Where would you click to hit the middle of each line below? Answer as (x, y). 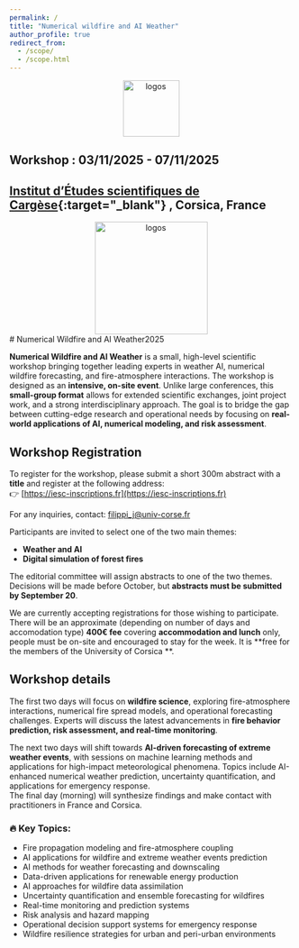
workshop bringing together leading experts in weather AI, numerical (137, 367)
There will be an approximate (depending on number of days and (130, 623)
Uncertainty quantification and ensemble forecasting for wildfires (143, 896)
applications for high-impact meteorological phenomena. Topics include (143, 766)
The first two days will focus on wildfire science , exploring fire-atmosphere (150, 701)
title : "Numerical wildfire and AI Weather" (94, 26)
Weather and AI (52, 550)
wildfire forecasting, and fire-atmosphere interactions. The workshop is (142, 376)
